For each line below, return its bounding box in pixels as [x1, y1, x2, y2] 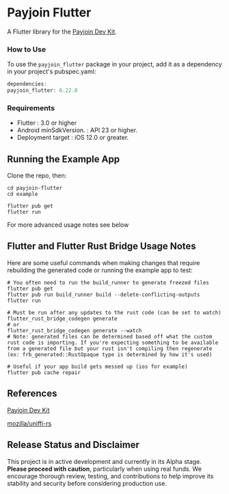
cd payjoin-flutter [7, 185, 63, 192]
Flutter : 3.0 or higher [16, 119, 77, 127]
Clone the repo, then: [7, 171, 67, 180]
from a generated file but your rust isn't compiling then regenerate [7, 345, 213, 352]
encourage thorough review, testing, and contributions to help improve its [7, 471, 214, 480]
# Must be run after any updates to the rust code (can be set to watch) [7, 309, 222, 316]
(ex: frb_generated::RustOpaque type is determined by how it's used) [7, 351, 213, 358]
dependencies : [7, 81, 48, 88]
